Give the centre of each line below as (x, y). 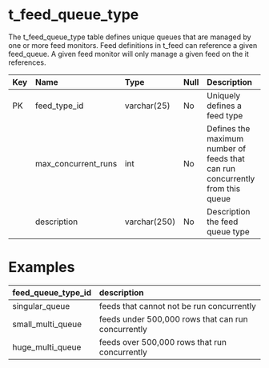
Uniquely (224, 95)
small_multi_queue (47, 324)
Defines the (229, 128)
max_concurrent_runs (76, 163)
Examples (42, 268)
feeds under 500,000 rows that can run (173, 319)
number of (227, 148)
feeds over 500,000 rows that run (163, 342)
